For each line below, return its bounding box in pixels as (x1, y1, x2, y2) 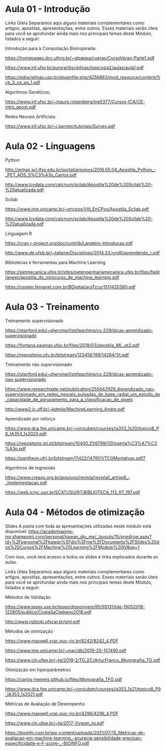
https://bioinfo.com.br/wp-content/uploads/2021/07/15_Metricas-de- (5, 730, 146, 736)
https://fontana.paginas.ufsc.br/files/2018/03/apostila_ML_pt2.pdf (5, 342, 140, 348)
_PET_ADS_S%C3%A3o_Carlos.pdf (5, 172, 77, 178)
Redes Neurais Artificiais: (5, 113, 57, 120)
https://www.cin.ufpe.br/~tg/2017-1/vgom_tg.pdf (5, 720, 104, 726)
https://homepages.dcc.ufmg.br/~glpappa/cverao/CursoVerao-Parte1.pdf (5, 55, 155, 61)
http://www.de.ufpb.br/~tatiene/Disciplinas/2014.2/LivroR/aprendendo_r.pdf (5, 250, 160, 256)
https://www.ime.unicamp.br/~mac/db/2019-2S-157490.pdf (5, 647, 126, 653)
